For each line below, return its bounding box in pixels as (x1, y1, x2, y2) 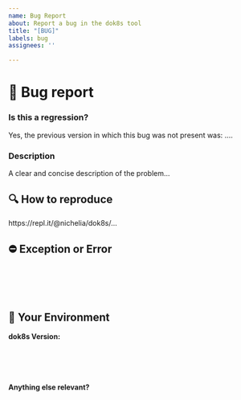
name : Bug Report (8, 11, 67, 20)
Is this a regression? (8, 112, 89, 123)
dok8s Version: (8, 332, 61, 341)
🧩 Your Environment (8, 310, 110, 324)
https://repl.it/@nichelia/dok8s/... (8, 218, 118, 227)
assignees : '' (8, 42, 56, 50)
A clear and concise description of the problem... (8, 168, 170, 178)
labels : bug (8, 34, 48, 43)
